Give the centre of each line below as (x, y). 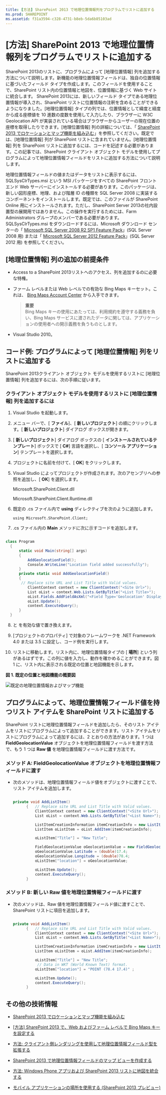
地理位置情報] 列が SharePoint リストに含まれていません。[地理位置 (84, 140)
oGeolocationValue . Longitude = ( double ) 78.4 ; (82, 856)
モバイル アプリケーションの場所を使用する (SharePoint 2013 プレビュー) (87, 1088)
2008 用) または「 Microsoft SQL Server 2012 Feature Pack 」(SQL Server (80, 236)
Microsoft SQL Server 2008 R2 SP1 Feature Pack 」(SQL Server (88, 230)
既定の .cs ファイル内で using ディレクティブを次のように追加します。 (84, 509)
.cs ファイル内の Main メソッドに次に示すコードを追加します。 (77, 528)
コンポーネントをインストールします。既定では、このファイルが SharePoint (82, 199)
